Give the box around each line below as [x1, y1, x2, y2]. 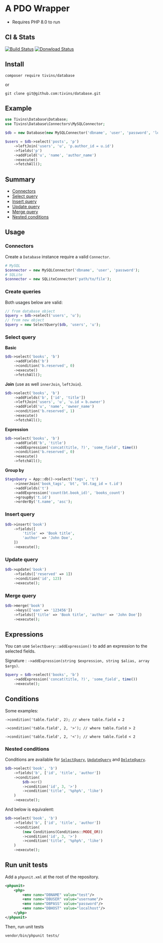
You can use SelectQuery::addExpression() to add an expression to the [5, 643, 148, 649]
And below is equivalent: [5, 806, 54, 813]
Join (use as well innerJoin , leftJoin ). [5, 381, 82, 387]
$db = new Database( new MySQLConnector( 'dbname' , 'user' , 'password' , [5, 130, 151, 135]
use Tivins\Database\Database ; [5, 117, 68, 122]
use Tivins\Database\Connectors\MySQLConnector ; [5, 122, 105, 127]
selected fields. [5, 648, 36, 654]
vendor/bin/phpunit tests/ [5, 933, 60, 938]
